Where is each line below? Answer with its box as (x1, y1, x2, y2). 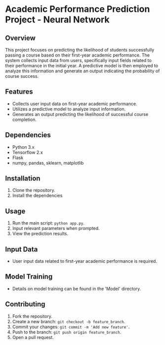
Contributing (5, 300, 45, 308)
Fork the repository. (12, 313, 53, 319)
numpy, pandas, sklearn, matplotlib (12, 160, 84, 166)
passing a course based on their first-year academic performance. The (5, 52, 150, 58)
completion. (12, 116, 37, 122)
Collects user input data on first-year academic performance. (12, 101, 137, 107)
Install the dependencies (12, 192, 63, 199)
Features (5, 88, 33, 96)
